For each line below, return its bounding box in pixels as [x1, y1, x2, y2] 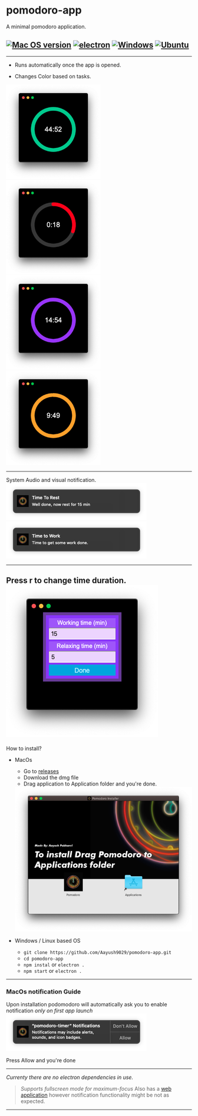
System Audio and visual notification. [6, 476, 96, 483]
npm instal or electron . [23, 961, 85, 968]
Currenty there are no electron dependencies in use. [6, 1074, 134, 1081]
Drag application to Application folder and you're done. [23, 780, 157, 787]
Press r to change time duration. [6, 576, 127, 586]
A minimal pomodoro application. [6, 23, 87, 30]
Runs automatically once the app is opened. [14, 61, 121, 68]
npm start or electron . [23, 967, 82, 974]
